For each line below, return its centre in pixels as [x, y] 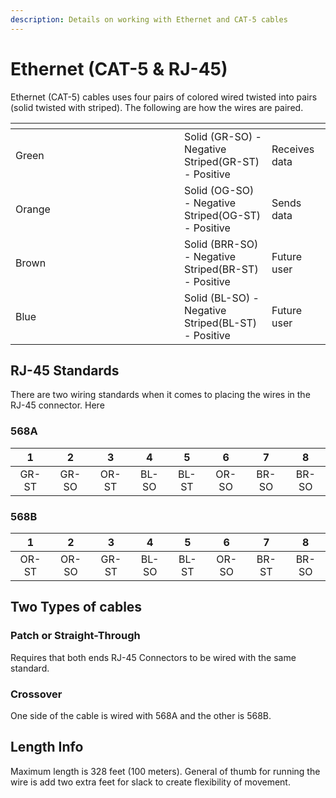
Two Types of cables [76, 607]
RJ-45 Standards [65, 370]
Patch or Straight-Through [75, 636]
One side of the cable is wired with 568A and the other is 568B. [141, 715]
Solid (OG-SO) [219, 190]
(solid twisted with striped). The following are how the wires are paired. [157, 107]
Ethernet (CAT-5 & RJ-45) [119, 68]
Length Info [47, 747]
